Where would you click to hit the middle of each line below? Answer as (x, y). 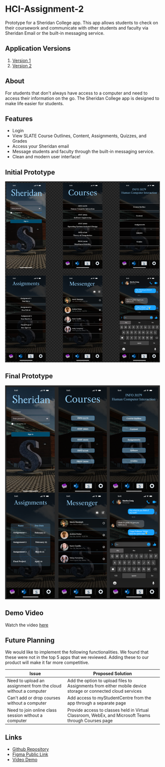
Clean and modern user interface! (46, 157)
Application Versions (38, 48)
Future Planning (30, 640)
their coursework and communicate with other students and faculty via (77, 28)
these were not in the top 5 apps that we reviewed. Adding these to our (77, 657)
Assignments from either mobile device (107, 686)
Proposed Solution (112, 673)
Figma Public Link (30, 754)
